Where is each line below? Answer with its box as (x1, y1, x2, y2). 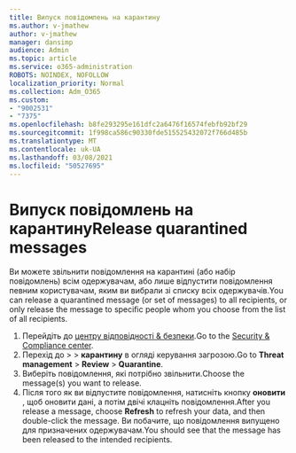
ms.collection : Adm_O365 (9, 87, 101, 96)
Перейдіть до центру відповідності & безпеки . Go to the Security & (21, 331, 270, 341)
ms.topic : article (9, 54, 77, 63)
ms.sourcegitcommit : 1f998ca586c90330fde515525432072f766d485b (9, 129, 248, 137)
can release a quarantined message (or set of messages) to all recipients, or (9, 294, 288, 306)
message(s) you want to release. (21, 378, 142, 388)
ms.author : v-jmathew (9, 21, 90, 30)
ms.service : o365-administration (9, 63, 133, 72)
